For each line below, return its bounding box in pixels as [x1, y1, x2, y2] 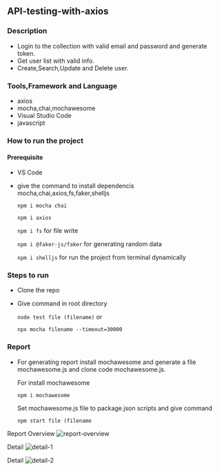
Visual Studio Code [17, 111, 72, 119]
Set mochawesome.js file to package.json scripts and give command [17, 403, 213, 412]
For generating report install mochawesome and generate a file [17, 358, 196, 366]
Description [7, 26, 48, 36]
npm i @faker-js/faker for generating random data [17, 240, 163, 248]
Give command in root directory [17, 299, 108, 308]
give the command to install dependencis [17, 182, 134, 190]
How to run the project [7, 136, 84, 146]
